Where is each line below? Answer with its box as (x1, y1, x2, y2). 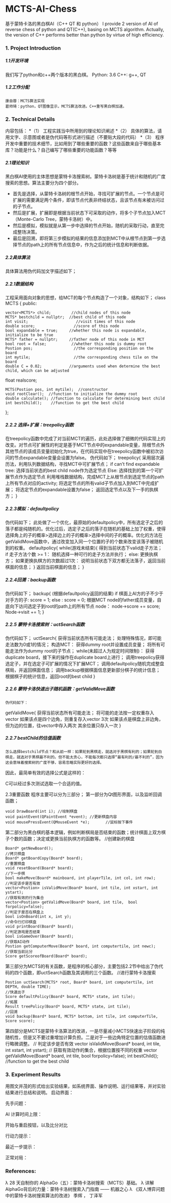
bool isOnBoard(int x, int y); (5, 914, 72, 919)
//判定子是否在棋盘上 (5, 909, 44, 915)
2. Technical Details (5, 115, 55, 122)
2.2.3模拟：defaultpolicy (5, 506, 60, 512)
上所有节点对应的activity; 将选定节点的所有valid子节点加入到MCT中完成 (5, 480, 155, 486)
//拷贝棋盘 (5, 851, 25, 856)
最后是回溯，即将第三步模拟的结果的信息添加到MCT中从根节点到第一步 (12, 235, 161, 241)
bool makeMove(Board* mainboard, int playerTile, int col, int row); (5, 875, 156, 881)
